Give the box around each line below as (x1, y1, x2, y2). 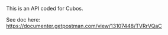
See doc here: (6, 16, 40, 23)
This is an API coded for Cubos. (6, 5, 84, 12)
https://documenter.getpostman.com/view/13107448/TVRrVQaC (6, 23, 163, 29)
